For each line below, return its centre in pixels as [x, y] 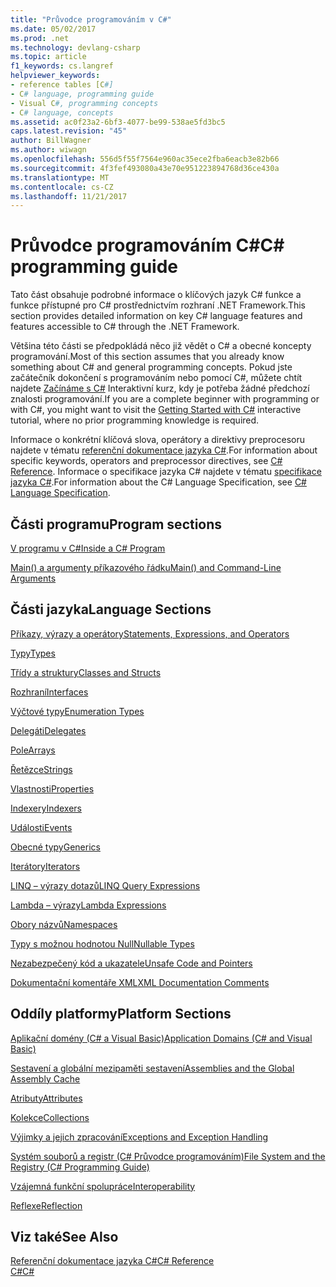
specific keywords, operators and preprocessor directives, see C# [146, 461]
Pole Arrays [33, 750]
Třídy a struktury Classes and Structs [86, 672]
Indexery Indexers [46, 808]
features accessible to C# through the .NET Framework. [125, 327]
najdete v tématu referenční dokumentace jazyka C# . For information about [164, 450]
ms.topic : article [48, 57]
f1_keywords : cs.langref [62, 66]
